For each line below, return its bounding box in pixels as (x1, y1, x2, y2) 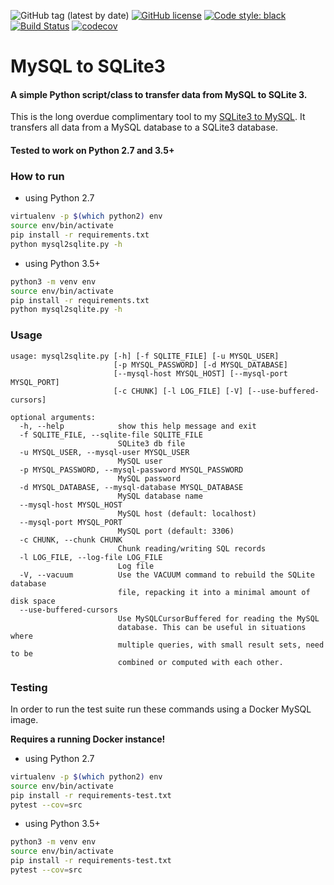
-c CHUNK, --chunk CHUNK (19, 535, 123, 545)
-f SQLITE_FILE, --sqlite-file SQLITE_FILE (19, 430, 203, 440)
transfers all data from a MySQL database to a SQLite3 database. (10, 121, 278, 134)
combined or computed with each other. (117, 657, 284, 667)
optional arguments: (10, 412, 97, 422)
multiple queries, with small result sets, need (117, 640, 325, 650)
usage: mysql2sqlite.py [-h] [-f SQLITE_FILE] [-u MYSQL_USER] (10, 351, 280, 361)
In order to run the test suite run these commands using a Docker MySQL (10, 703, 312, 715)
